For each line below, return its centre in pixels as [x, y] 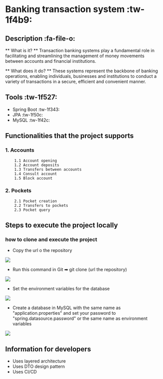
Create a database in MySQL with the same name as [67, 308]
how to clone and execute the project [51, 239]
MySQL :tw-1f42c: [31, 120]
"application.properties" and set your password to [64, 313]
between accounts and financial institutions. [51, 61]
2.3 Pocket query [32, 210]
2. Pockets [18, 191]
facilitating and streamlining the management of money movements [75, 56]
